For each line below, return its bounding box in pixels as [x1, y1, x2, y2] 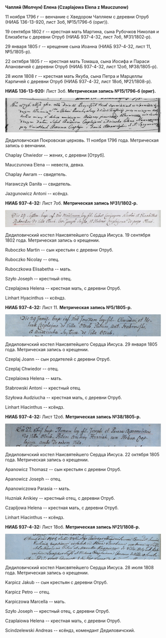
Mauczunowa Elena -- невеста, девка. [5, 162, 84, 168]
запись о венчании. [5, 143, 46, 149]
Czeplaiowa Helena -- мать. [5, 375, 63, 381]
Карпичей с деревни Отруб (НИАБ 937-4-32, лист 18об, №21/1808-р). [5, 79, 152, 84]
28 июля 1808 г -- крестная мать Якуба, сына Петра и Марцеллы [5, 73, 143, 79]
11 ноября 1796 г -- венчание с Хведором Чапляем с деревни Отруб [5, 14, 149, 19]
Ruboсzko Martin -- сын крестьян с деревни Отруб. [5, 247, 114, 253]
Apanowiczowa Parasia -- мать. [5, 485, 71, 492]
